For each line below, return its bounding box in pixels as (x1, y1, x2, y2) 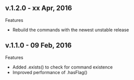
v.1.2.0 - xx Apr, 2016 (5, 4, 72, 12)
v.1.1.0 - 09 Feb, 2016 (5, 41, 72, 50)
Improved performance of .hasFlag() (12, 69, 87, 75)
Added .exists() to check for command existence (12, 64, 113, 70)
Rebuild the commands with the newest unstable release (12, 27, 129, 33)
